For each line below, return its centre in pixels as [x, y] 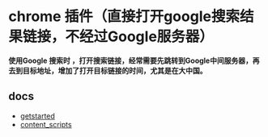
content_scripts [46, 124]
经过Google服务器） [147, 37]
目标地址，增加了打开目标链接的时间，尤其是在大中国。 [115, 70]
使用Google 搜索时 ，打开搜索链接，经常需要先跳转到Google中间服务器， [130, 60]
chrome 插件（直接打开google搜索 [124, 17]
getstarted [37, 116]
